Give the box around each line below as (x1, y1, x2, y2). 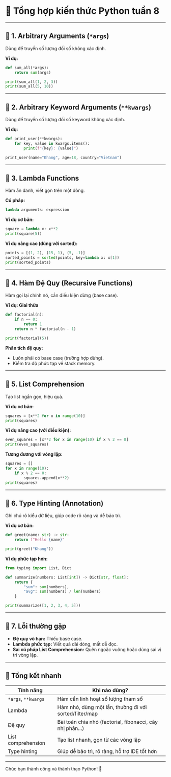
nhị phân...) (57, 724, 84, 731)
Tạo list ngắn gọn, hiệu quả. (5, 393, 64, 399)
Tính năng (17, 686, 43, 694)
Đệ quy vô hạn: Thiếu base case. (12, 635, 83, 641)
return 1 (23, 322, 42, 327)
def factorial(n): (5, 312, 44, 317)
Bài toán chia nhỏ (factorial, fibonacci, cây (57, 718, 158, 725)
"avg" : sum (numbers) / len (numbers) (23, 589, 101, 594)
